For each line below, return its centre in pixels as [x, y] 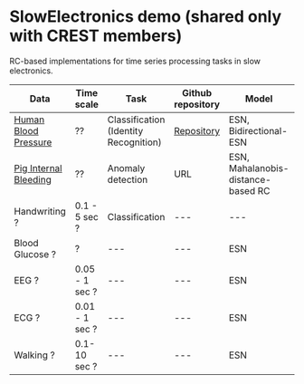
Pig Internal [38, 168]
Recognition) [135, 142]
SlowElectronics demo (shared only [146, 17]
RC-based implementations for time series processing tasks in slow [135, 61]
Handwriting [40, 211]
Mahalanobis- [259, 168]
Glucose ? [35, 254]
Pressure [33, 142]
